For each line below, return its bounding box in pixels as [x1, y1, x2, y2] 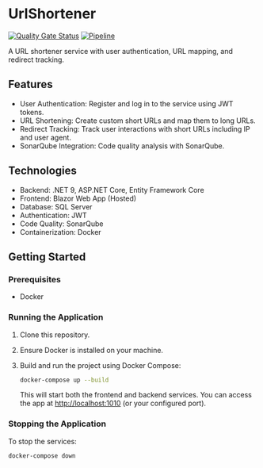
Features [8, 78, 53, 91]
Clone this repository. [19, 330, 90, 339]
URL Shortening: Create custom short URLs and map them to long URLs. [19, 116, 256, 125]
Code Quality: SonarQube [19, 219, 104, 228]
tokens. [19, 107, 44, 117]
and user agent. [19, 132, 71, 142]
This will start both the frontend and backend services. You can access [19, 390, 252, 400]
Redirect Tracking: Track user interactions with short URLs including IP [19, 124, 251, 133]
